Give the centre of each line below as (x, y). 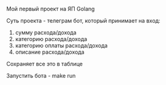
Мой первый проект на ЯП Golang (51, 9)
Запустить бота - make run (41, 76)
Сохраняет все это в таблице (44, 64)
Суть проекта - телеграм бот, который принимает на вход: (83, 20)
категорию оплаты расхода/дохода (62, 46)
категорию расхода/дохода (51, 39)
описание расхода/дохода (50, 52)
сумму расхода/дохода (46, 32)
